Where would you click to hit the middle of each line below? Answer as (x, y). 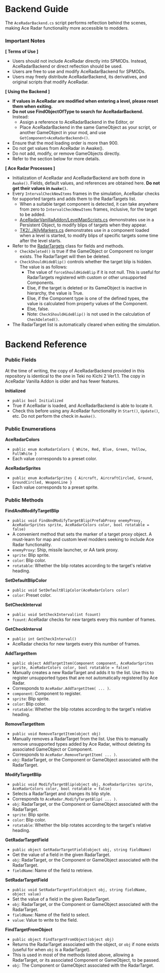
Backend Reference (46, 344)
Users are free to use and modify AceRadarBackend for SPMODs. (79, 72)
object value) (27, 894)
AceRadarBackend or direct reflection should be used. (67, 66)
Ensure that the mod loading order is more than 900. (66, 143)
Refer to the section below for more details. (56, 159)
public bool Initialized (38, 400)
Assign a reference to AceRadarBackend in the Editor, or (77, 122)
